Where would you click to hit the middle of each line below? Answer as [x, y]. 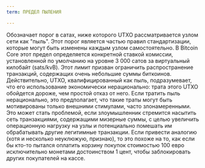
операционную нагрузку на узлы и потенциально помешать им [89, 125]
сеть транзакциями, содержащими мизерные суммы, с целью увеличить [103, 119]
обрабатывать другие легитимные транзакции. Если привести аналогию [102, 132]
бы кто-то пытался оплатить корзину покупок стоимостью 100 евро [95, 145]
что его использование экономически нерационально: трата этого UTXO [102, 87]
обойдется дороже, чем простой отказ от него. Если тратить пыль [93, 93]
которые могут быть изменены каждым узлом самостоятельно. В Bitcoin [102, 48]
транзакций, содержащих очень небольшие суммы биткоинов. [89, 73]
